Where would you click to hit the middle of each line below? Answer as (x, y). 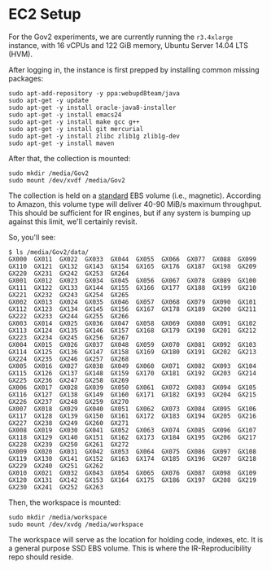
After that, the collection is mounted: (70, 158)
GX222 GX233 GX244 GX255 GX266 (69, 316)
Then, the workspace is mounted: (65, 502)
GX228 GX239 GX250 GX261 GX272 (69, 445)
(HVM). (20, 54)
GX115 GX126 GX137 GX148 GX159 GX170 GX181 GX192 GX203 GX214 (132, 373)
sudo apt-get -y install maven (61, 143)
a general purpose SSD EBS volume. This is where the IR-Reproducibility (130, 548)
